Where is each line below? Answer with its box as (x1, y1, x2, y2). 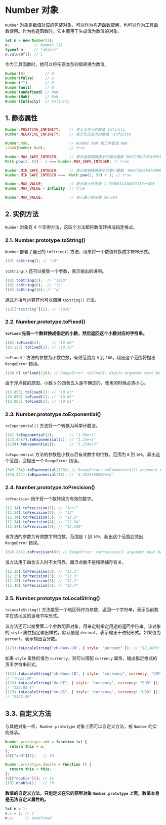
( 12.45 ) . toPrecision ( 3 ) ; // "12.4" (5, 583, 79, 588)
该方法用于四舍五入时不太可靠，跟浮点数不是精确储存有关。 (5, 559, 126, 565)
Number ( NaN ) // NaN (5, 94, 58, 99)
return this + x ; (9, 744, 45, 749)
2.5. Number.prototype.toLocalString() (5, 595, 100, 602)
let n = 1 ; (5, 806, 28, 811)
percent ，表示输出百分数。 (5, 636, 60, 642)
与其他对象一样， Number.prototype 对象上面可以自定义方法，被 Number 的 (5, 723, 153, 729)
